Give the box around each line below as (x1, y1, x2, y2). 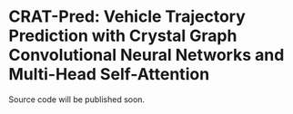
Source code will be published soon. (8, 93, 146, 105)
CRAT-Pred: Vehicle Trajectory (8, 6, 247, 27)
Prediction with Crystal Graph (8, 25, 237, 46)
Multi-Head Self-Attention (8, 64, 210, 85)
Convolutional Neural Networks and (8, 45, 285, 65)
